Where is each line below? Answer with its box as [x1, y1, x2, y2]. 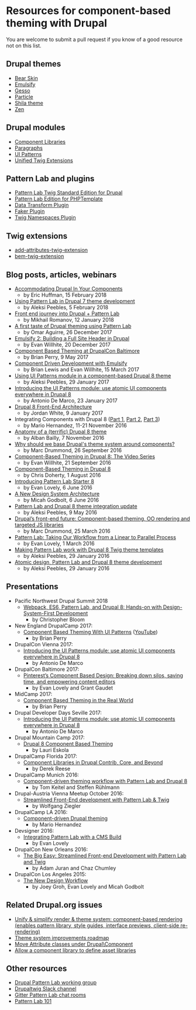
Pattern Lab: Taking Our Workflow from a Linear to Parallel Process [14, 534, 177, 540]
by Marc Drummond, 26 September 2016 [23, 447, 122, 454]
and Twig [23, 858, 46, 865]
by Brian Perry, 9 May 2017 [23, 354, 89, 360]
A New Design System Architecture [14, 490, 100, 497]
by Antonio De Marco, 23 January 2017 [23, 397, 118, 404]
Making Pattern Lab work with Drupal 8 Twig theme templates [14, 546, 164, 553]
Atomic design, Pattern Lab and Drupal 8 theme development [14, 559, 162, 566]
